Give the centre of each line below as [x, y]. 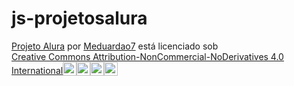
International [37, 70]
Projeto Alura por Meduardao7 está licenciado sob [115, 46]
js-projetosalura [79, 18]
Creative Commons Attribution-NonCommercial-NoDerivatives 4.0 [147, 56]
